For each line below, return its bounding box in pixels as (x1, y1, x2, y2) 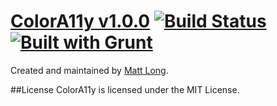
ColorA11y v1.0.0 (10, 10, 151, 33)
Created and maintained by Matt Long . (10, 64, 169, 76)
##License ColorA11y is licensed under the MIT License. (10, 83, 240, 95)
